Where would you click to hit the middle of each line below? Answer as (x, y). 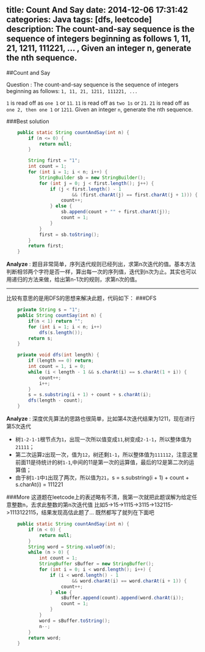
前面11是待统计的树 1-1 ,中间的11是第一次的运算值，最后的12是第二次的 (102, 462)
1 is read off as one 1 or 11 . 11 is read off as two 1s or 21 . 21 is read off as (98, 103)
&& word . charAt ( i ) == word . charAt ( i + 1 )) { (129, 581)
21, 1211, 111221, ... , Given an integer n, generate (99, 48)
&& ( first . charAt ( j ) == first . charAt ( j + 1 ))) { (135, 195)
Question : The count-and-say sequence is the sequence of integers (92, 84)
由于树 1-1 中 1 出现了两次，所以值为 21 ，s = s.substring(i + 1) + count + (102, 478)
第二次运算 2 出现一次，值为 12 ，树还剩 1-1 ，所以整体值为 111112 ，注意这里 (106, 455)
